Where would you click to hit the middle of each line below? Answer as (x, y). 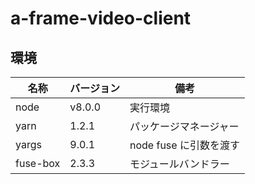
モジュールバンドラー (179, 164)
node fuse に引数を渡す (184, 145)
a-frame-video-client (101, 18)
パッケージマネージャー (184, 126)
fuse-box (38, 163)
